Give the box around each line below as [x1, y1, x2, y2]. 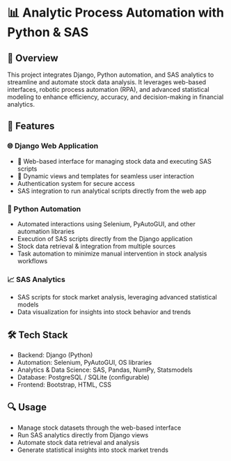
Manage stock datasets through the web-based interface [17, 423, 182, 432]
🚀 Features [7, 120, 55, 132]
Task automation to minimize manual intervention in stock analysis [17, 249, 207, 258]
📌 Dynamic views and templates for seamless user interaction [17, 171, 195, 180]
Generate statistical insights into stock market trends [17, 446, 169, 454]
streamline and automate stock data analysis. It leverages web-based [7, 78, 207, 86]
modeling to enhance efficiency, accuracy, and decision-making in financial [7, 93, 224, 101]
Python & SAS [7, 24, 89, 40]
